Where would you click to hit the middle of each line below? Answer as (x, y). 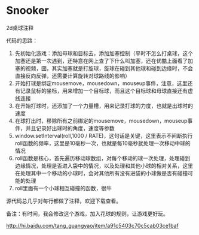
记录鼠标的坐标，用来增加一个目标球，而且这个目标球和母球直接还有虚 (106, 91)
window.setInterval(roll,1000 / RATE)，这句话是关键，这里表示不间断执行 (104, 135)
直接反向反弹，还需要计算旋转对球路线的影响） (72, 76)
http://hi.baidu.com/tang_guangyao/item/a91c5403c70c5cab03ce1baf (93, 225)
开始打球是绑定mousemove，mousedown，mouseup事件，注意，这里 (101, 83)
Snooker (27, 10)
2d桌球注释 (20, 28)
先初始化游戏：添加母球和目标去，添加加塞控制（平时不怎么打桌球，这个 (104, 53)
